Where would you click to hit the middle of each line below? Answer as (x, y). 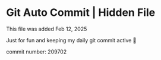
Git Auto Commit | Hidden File (81, 13)
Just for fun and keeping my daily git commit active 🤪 (71, 40)
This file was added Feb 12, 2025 (47, 29)
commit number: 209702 (37, 51)
